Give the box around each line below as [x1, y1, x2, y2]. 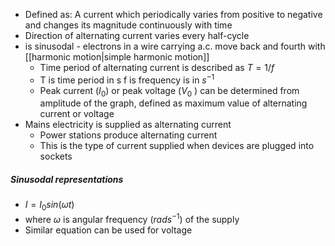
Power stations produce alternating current [39, 129, 218, 141]
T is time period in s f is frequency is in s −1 [39, 72, 215, 86]
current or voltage [39, 108, 115, 120]
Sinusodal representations [10, 174, 124, 186]
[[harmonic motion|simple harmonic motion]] [24, 51, 210, 63]
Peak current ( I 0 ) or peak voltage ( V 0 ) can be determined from [39, 84, 300, 99]
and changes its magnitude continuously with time [24, 19, 233, 31]
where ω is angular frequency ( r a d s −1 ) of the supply [24, 212, 240, 225]
